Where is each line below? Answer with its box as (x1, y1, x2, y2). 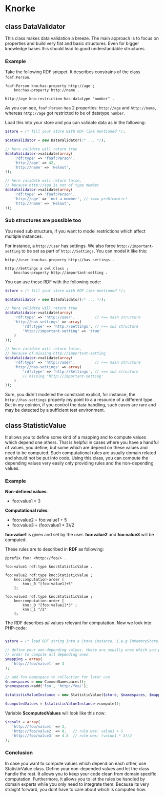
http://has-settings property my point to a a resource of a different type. (5, 397, 154, 403)
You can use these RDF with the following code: (5, 279, 102, 285)
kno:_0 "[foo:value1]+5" (22, 582, 73, 587)
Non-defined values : (5, 489, 48, 495)
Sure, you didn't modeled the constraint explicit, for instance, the (5, 392, 136, 398)
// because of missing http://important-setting (5, 351, 106, 356)
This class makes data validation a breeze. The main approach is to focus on (5, 35, 159, 41)
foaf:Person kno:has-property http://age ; (5, 84, 95, 88)
